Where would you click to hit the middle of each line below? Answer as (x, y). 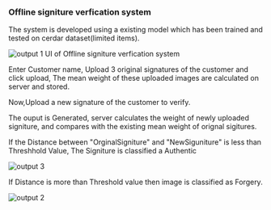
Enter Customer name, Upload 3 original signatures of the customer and (129, 69)
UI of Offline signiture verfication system (112, 54)
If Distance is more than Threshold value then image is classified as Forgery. (135, 182)
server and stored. (39, 86)
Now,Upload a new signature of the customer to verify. (100, 103)
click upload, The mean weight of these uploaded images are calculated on (133, 78)
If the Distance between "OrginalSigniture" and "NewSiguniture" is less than (135, 142)
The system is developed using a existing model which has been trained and (135, 30)
